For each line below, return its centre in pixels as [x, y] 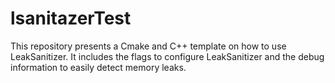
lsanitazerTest [71, 18]
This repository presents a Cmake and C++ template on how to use [148, 46]
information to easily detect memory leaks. [98, 67]
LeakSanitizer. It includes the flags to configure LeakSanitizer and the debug [167, 56]
